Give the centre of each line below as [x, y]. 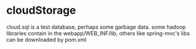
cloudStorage [41, 10]
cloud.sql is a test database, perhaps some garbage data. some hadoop [96, 27]
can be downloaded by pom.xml [46, 39]
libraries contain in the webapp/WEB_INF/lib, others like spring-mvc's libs [98, 33]
